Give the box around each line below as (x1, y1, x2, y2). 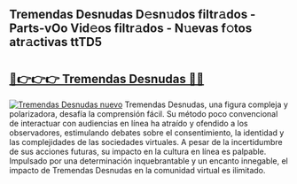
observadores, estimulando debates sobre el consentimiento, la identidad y (9, 127, 285, 138)
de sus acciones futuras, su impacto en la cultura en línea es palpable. (9, 146, 267, 157)
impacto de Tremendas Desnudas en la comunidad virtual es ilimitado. (9, 165, 266, 175)
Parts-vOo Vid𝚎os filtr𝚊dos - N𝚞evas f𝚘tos (9, 21, 253, 36)
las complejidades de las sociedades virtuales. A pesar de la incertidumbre (9, 137, 283, 147)
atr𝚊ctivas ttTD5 (9, 34, 102, 50)
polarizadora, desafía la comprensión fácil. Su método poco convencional (9, 109, 278, 119)
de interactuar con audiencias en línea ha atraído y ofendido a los (9, 119, 248, 128)
